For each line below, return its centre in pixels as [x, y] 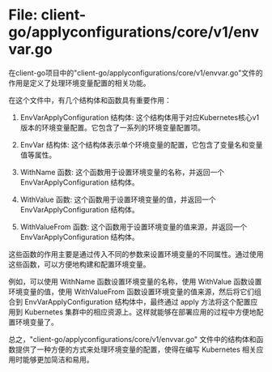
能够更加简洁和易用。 [58, 359]
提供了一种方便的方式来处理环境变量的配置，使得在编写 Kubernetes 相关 [136, 349]
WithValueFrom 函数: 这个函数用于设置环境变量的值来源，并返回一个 [134, 227]
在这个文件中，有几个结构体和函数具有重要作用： [90, 100]
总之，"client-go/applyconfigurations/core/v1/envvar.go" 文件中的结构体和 [132, 339]
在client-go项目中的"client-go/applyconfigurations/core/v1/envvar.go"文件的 [136, 73]
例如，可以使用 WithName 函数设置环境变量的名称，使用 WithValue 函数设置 [135, 281]
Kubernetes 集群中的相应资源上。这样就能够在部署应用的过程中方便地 [140, 312]
